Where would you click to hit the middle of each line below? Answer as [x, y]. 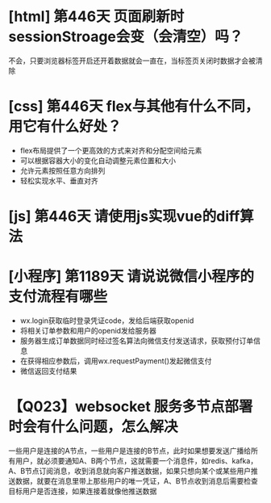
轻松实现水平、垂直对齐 [59, 180]
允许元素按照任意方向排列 [63, 170]
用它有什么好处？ [65, 127]
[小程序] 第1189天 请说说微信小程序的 [131, 277]
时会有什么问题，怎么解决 [94, 427]
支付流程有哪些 [58, 297]
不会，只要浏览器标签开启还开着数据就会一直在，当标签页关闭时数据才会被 [132, 61]
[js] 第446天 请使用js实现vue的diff [124, 217]
